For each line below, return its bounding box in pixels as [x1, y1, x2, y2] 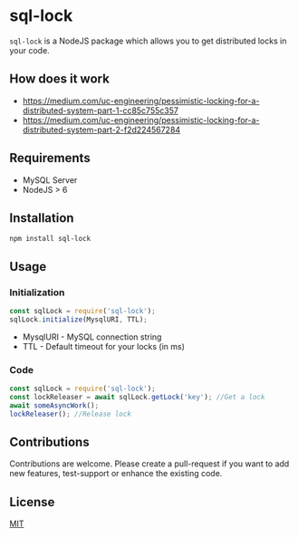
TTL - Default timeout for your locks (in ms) [22, 340, 186, 351]
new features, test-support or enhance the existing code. [9, 468, 223, 479]
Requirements [9, 150, 91, 166]
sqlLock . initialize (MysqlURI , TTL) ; [9, 314, 148, 324]
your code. [9, 44, 50, 55]
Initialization [9, 286, 65, 299]
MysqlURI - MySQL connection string [22, 331, 162, 342]
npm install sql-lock [9, 235, 91, 244]
